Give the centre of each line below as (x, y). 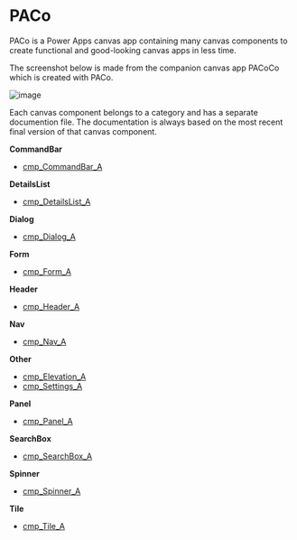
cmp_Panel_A (48, 421)
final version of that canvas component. (84, 131)
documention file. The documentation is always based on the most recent (146, 122)
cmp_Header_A (51, 306)
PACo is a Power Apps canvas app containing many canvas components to (148, 41)
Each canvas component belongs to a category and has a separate (134, 112)
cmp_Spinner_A (51, 491)
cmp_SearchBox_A (57, 456)
